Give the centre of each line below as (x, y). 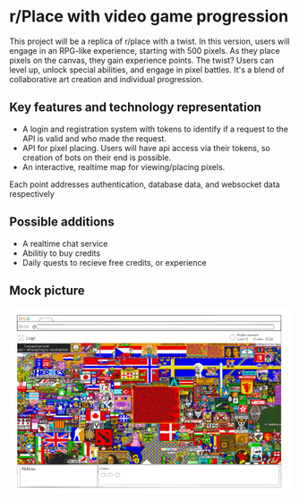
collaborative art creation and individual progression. (107, 79)
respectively (32, 193)
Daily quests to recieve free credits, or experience (115, 262)
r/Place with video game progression (149, 17)
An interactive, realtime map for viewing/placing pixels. (124, 166)
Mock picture (47, 290)
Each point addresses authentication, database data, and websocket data (145, 184)
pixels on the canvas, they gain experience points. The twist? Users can (142, 60)
